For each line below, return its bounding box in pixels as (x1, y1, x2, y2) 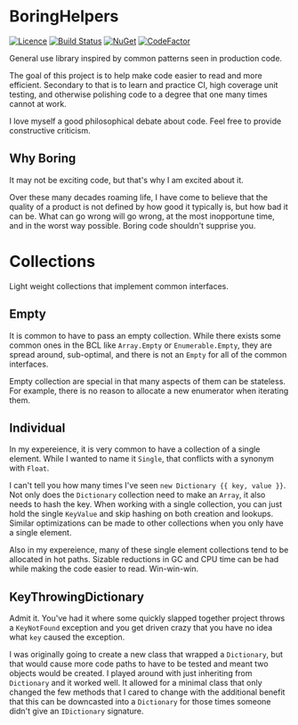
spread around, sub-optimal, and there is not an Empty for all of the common (9, 349, 287, 359)
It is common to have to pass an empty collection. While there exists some (9, 330, 282, 341)
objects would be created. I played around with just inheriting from (9, 668, 253, 679)
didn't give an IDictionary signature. (9, 705, 144, 717)
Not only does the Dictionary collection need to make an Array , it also (9, 489, 266, 500)
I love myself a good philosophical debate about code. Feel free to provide (9, 116, 282, 126)
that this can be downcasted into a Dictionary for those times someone (9, 697, 271, 707)
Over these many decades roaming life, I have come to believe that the (9, 191, 269, 202)
